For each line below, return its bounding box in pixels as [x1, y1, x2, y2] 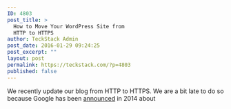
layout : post [7, 55, 45, 62]
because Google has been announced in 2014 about [7, 94, 156, 102]
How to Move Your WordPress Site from [13, 23, 125, 30]
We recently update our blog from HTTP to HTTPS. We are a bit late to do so [7, 87, 224, 95]
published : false [7, 68, 57, 75]
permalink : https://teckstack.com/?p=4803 [7, 61, 131, 68]
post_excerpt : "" [7, 49, 57, 56]
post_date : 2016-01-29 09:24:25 [7, 42, 100, 49]
